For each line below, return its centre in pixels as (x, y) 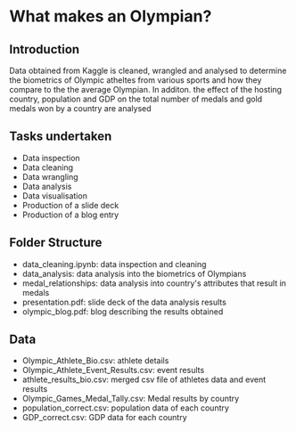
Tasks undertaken (61, 137)
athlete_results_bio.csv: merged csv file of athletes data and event (144, 379)
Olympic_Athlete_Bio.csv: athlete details (95, 361)
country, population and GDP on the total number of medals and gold (136, 99)
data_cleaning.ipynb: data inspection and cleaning (114, 264)
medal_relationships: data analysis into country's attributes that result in (154, 283)
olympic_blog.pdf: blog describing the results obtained (123, 311)
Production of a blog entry (70, 215)
